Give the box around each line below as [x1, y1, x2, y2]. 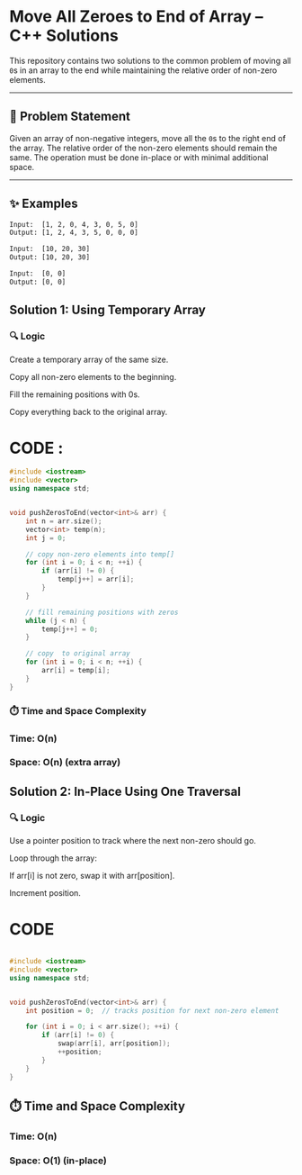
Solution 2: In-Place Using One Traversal [9, 783, 241, 799]
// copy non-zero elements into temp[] [25, 549, 175, 559]
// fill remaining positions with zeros [25, 608, 179, 617]
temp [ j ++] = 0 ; [41, 624, 99, 634]
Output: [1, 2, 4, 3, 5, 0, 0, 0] [9, 228, 139, 238]
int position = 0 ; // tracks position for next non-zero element [25, 1006, 280, 1015]
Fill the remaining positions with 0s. [9, 389, 141, 400]
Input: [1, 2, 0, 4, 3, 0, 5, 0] [9, 220, 139, 229]
